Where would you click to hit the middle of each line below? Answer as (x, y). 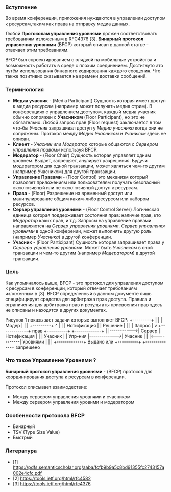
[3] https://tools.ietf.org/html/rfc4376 (52, 484)
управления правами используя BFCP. (55, 149)
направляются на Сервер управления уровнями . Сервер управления (89, 226)
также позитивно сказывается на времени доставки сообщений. (76, 76)
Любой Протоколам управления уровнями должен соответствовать (81, 34)
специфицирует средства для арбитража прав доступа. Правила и (78, 299)
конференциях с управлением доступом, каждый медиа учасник (84, 112)
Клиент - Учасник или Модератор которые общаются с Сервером (85, 144)
